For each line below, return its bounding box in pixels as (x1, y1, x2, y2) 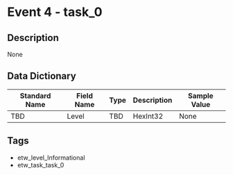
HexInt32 (132, 111, 164, 121)
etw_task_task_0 (17, 160, 64, 169)
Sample (188, 91, 214, 101)
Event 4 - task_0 (7, 4, 103, 20)
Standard (19, 91, 51, 101)
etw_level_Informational (17, 153, 85, 162)
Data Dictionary (7, 70, 76, 82)
